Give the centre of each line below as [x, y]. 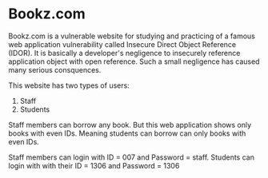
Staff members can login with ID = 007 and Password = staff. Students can [131, 157]
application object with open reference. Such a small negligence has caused [134, 61]
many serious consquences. [55, 69]
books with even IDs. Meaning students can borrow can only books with [127, 133]
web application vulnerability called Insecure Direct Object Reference [122, 44]
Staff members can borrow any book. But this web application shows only [130, 125]
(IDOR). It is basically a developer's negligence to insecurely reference [124, 53]
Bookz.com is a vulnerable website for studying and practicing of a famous [132, 36]
